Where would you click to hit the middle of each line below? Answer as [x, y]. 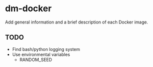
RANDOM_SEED [36, 60]
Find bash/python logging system [46, 49]
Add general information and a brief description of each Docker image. [76, 22]
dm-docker [28, 9]
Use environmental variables [41, 54]
